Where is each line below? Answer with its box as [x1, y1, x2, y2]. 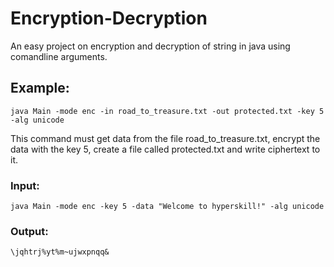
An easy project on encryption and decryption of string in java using [10, 40, 291, 52]
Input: [10, 178, 40, 192]
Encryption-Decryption [10, 7, 208, 30]
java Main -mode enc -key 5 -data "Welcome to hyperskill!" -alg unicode [10, 202, 325, 212]
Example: [10, 80, 70, 97]
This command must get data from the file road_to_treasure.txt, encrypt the [10, 132, 321, 144]
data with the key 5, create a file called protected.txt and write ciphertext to [10, 143, 321, 155]
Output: [10, 224, 49, 238]
